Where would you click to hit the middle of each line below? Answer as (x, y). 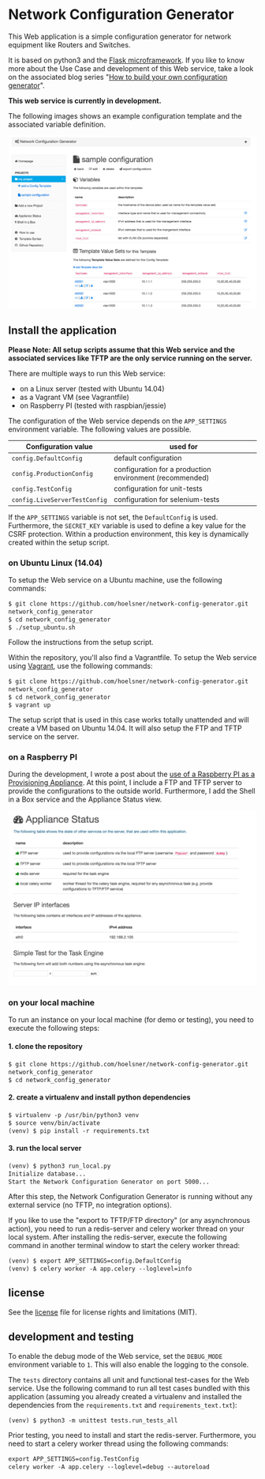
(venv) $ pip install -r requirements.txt (79, 1131)
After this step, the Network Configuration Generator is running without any (131, 1197)
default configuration (148, 458)
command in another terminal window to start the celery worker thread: (124, 1246)
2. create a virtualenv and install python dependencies (99, 1097)
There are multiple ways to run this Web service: (87, 373)
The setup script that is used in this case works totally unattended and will (129, 719)
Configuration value (59, 447)
